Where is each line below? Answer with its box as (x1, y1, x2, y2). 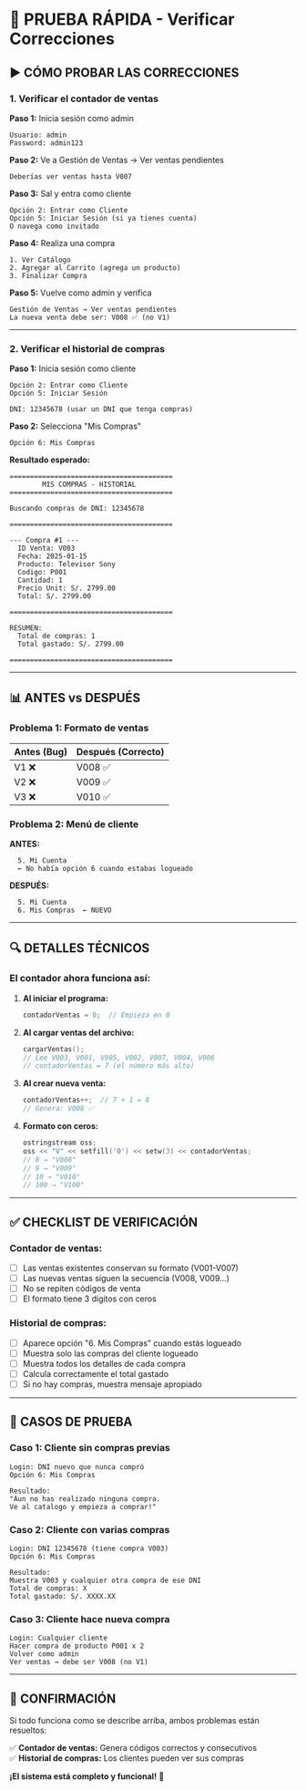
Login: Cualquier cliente (9, 1633, 107, 1643)
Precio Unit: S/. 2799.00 (17, 584, 117, 593)
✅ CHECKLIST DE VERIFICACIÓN (9, 1214, 199, 1230)
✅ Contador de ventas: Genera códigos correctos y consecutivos (9, 1742, 258, 1753)
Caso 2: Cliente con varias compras (9, 1523, 170, 1536)
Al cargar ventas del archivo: (22, 1027, 135, 1038)
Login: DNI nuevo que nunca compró (9, 1462, 145, 1472)
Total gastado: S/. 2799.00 (17, 639, 125, 649)
